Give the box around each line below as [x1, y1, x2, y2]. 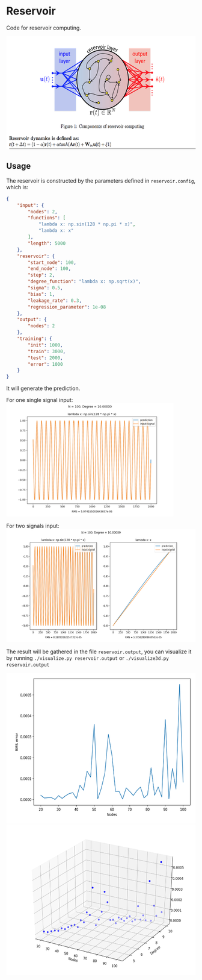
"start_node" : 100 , [28, 259, 77, 266]
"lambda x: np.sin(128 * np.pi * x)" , [38, 221, 136, 227]
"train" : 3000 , [28, 348, 66, 354]
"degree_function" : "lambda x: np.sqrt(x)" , [28, 278, 141, 284]
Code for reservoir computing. [6, 24, 81, 31]
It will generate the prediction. [6, 385, 81, 392]
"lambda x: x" [38, 228, 74, 234]
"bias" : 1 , [28, 291, 55, 297]
